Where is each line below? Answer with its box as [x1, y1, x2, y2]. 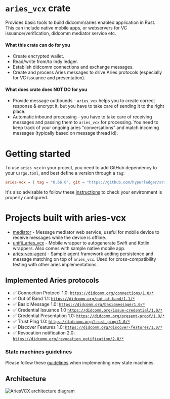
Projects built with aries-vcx [5, 212, 126, 224]
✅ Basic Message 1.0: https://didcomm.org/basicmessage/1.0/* [12, 301, 145, 307]
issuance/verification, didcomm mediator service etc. [5, 30, 116, 36]
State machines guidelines [5, 348, 72, 355]
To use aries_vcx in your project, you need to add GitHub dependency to [5, 165, 157, 171]
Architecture [5, 374, 47, 383]
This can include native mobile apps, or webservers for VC [5, 24, 127, 30]
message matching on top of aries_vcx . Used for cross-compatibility [12, 256, 156, 262]
